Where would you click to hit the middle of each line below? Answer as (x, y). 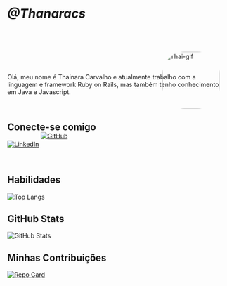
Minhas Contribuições (57, 258)
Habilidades (34, 180)
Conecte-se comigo (52, 128)
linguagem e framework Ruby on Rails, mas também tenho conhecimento (113, 84)
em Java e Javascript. (39, 92)
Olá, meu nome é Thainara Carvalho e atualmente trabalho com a (102, 77)
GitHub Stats (36, 219)
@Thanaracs (46, 14)
